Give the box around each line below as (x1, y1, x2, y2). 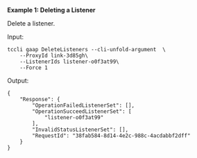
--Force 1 (19, 64, 49, 71)
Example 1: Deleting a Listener (7, 6, 96, 14)
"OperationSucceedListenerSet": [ (32, 108, 132, 115)
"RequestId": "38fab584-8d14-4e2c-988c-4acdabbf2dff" (32, 132, 191, 139)
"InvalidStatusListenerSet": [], (32, 126, 129, 133)
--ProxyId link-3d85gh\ (19, 52, 89, 59)
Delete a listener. (7, 19, 55, 27)
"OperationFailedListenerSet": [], (32, 102, 135, 109)
